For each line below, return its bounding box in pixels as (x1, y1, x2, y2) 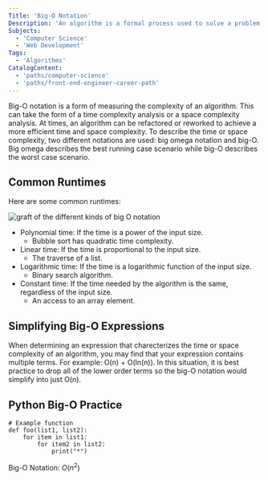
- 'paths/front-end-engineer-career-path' (15, 79, 160, 87)
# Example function (8, 419, 74, 427)
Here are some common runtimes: (8, 197, 122, 206)
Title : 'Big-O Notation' (8, 11, 91, 20)
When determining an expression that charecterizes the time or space (8, 340, 239, 350)
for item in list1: (22, 433, 88, 441)
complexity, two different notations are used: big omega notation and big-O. (8, 135, 259, 144)
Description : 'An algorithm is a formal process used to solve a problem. (8, 19, 264, 27)
